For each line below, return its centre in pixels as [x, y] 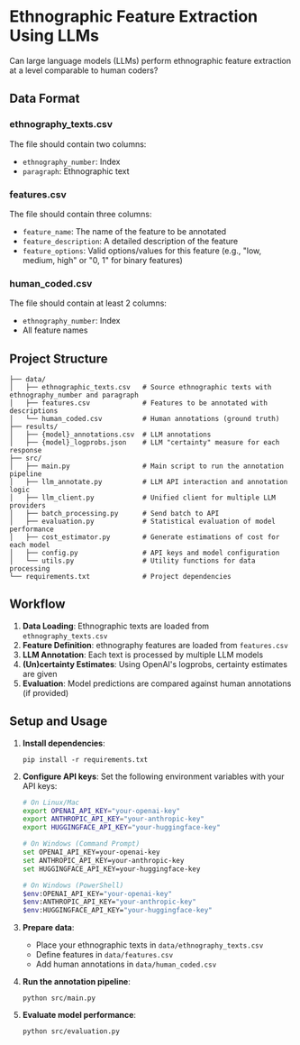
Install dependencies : [64, 743]
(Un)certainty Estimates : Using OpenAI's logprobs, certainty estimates [155, 664]
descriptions [34, 411]
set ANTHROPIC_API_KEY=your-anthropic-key [103, 860]
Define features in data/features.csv [105, 955]
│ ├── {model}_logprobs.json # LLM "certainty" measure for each [145, 443]
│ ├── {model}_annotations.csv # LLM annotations [110, 435]
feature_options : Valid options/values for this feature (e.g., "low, [142, 251]
